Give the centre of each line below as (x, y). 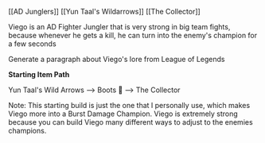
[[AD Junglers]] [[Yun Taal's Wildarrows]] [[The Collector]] (104, 12)
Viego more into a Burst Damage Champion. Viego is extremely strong (123, 114)
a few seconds (33, 44)
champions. (27, 131)
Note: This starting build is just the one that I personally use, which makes (129, 105)
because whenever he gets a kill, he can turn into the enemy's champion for (133, 35)
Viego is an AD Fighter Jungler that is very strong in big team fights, (119, 27)
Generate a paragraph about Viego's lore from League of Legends (117, 59)
